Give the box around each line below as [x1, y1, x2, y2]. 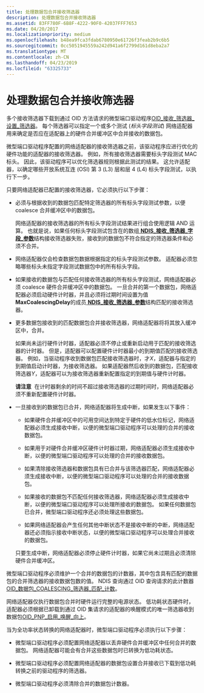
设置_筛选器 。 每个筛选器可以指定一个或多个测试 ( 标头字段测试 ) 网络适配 [6, 122, 188, 129]
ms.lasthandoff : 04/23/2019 [6, 60, 78, 66]
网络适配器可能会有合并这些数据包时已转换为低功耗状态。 [32, 647, 177, 654]
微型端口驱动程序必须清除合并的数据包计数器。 [15, 680, 132, 688]
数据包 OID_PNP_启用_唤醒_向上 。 [6, 613, 90, 621]
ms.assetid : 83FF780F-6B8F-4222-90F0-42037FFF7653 [6, 20, 137, 26]
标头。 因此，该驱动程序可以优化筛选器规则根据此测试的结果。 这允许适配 [6, 158, 190, 165]
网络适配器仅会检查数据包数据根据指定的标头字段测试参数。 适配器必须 [15, 255, 192, 263]
